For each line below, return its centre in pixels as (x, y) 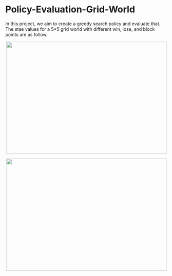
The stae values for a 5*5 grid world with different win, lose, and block (80, 29)
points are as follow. (26, 34)
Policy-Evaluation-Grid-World (70, 9)
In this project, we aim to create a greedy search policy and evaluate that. (83, 24)
